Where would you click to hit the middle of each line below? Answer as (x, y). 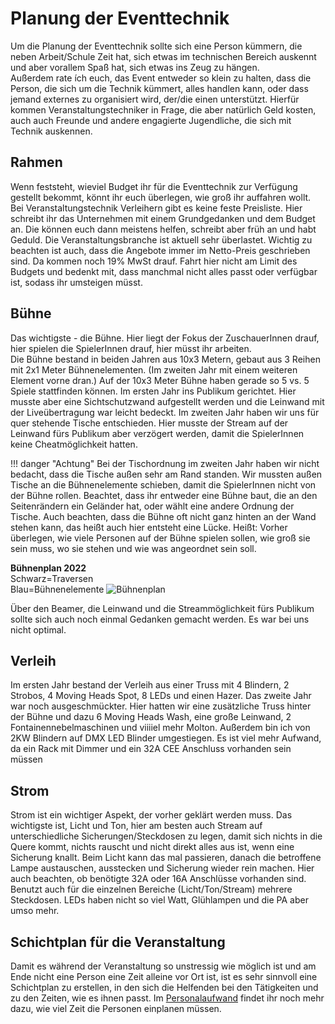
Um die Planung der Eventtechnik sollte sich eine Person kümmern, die (156, 46)
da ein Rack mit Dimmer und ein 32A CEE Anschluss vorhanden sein (151, 749)
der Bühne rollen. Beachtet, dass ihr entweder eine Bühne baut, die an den (164, 495)
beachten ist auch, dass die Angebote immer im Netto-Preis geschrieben (160, 250)
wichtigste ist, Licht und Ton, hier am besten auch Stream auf (136, 826)
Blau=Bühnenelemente (57, 589)
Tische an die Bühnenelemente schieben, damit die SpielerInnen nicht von (163, 484)
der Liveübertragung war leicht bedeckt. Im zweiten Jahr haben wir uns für (165, 412)
